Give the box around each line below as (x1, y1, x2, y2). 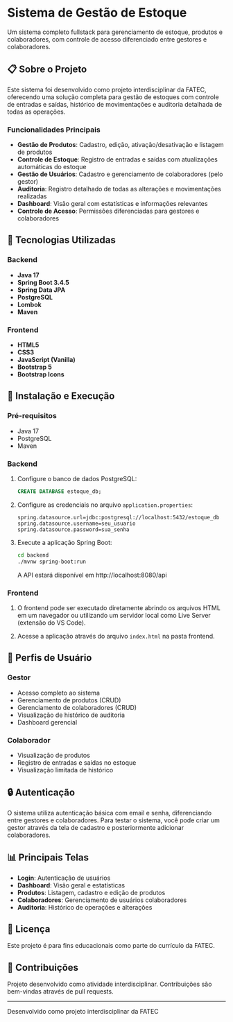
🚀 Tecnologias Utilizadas (7, 234, 116, 246)
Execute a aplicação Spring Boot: (17, 538, 112, 546)
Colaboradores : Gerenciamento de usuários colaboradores (17, 896, 187, 904)
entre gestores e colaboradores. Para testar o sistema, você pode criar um (7, 816, 220, 824)
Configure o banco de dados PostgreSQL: (17, 475, 137, 483)
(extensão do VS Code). (17, 618, 86, 627)
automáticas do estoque (17, 163, 87, 171)
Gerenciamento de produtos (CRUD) (17, 695, 121, 704)
